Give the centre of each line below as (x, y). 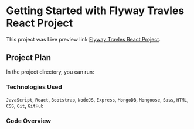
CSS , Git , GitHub (25, 106)
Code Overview (29, 121)
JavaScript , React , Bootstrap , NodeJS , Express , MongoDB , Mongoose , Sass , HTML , (97, 100)
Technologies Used (34, 87)
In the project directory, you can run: (50, 72)
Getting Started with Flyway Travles (95, 11)
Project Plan (29, 57)
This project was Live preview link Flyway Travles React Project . (84, 39)
